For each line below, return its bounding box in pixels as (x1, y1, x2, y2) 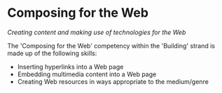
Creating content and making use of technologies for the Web (7, 28, 186, 36)
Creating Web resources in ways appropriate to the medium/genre (17, 77, 209, 85)
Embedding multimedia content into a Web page (17, 70, 157, 78)
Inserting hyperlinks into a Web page (17, 62, 124, 71)
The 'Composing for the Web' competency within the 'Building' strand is (7, 41, 216, 50)
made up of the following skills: (7, 49, 97, 57)
